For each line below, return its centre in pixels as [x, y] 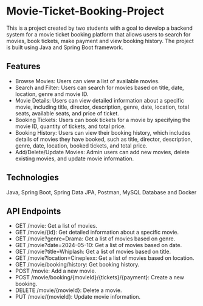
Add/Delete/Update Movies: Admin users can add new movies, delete [102, 152]
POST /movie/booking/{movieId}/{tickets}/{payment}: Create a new [99, 277]
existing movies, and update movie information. [74, 158]
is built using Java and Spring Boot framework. [65, 47]
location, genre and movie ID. [52, 94]
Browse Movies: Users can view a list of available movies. [87, 81]
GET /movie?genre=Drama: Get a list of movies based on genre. [95, 239]
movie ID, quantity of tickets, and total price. [71, 126]
